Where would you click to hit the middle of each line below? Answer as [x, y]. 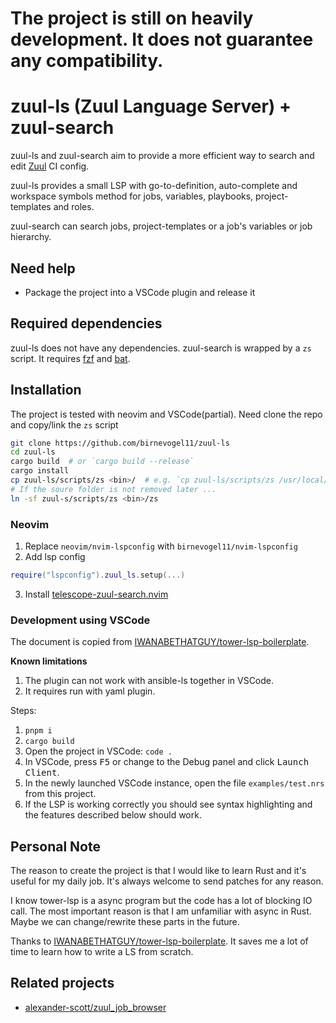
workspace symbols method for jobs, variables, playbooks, [132, 196]
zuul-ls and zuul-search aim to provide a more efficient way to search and [162, 156]
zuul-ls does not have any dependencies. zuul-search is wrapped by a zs [161, 348]
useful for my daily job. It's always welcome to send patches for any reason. [167, 881]
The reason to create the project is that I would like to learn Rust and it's [158, 870]
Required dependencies [86, 323]
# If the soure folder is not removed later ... [113, 489]
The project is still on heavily [132, 18]
